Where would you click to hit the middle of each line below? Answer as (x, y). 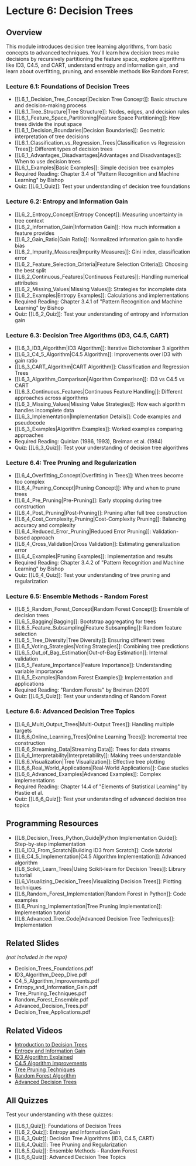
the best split (30, 270)
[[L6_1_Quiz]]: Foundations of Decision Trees (68, 1126)
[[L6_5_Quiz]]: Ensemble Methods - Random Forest (76, 1151)
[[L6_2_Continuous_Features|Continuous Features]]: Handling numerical (101, 276)
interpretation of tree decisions (52, 136)
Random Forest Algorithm (45, 1076)
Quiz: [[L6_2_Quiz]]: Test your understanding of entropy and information (101, 314)
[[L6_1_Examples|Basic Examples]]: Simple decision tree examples (94, 167)
